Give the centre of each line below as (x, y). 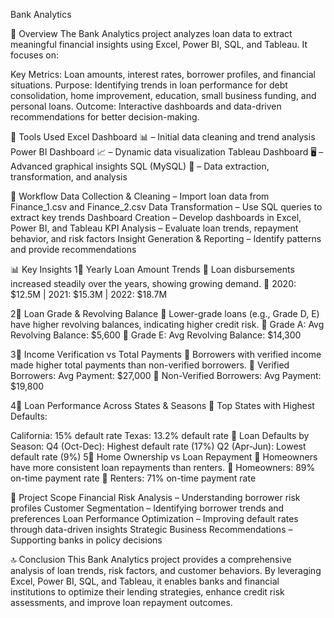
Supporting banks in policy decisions (86, 540)
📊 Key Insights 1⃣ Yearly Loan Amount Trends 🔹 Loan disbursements (152, 269)
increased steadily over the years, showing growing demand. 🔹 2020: (153, 283)
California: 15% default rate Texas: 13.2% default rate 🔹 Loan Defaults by (160, 435)
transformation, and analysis (69, 177)
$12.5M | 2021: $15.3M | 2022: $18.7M (89, 294)
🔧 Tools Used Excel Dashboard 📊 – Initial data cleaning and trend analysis (163, 137)
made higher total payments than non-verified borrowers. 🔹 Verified (150, 365)
